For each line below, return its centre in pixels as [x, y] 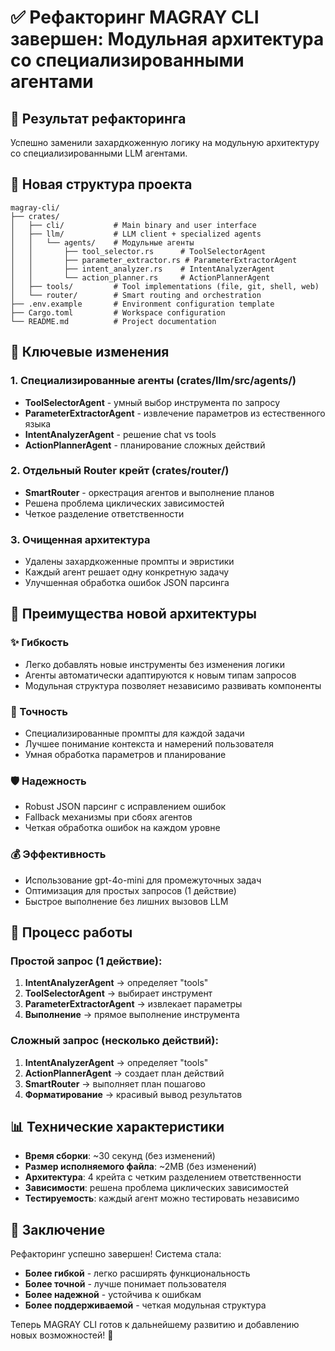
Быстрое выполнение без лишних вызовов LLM [126, 901]
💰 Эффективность [58, 854]
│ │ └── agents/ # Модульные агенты [102, 242]
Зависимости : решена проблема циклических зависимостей [156, 1188]
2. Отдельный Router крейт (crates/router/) [120, 471]
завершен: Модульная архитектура [167, 39]
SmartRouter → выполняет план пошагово [115, 1083]
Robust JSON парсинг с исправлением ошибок [125, 807]
